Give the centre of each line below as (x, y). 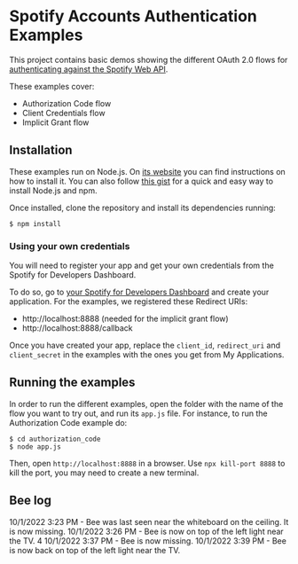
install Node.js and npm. (53, 190)
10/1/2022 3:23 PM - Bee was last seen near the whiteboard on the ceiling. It (149, 521)
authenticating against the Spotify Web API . (89, 69)
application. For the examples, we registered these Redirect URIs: (129, 302)
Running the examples (72, 383)
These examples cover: (52, 86)
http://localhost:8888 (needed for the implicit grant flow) (125, 319)
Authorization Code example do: (68, 422)
